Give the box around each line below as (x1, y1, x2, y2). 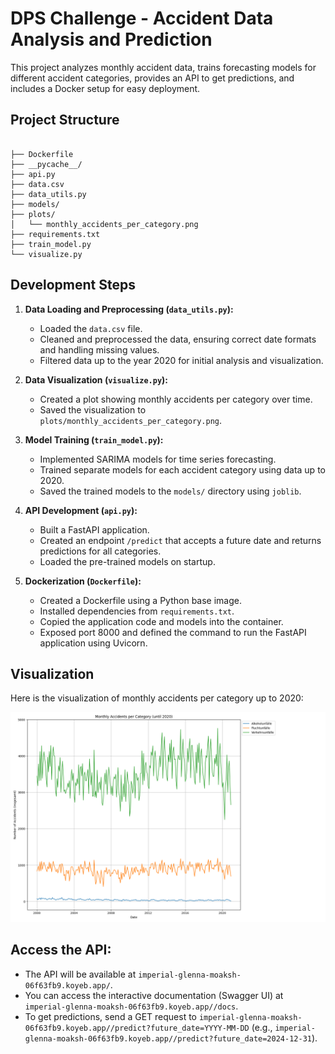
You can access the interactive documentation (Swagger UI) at (24, 989, 284, 1001)
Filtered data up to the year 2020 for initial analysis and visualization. (39, 354, 324, 366)
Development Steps (10, 277, 136, 294)
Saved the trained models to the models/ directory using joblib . (39, 485, 302, 497)
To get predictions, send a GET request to (24, 1010, 197, 1022)
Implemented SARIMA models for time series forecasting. (39, 453, 277, 465)
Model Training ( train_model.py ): (24, 433, 164, 446)
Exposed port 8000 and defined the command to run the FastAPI (39, 626, 307, 638)
